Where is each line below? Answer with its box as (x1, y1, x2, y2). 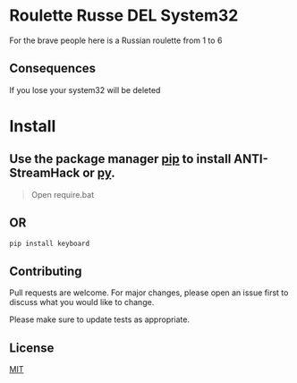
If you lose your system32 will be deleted (9, 84, 161, 95)
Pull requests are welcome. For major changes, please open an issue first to (9, 287, 289, 298)
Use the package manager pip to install (9, 151, 232, 166)
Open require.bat (30, 189, 95, 200)
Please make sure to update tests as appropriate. (9, 314, 191, 325)
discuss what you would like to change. (9, 297, 155, 308)
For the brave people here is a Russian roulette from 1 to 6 (9, 35, 223, 46)
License (9, 340, 55, 355)
